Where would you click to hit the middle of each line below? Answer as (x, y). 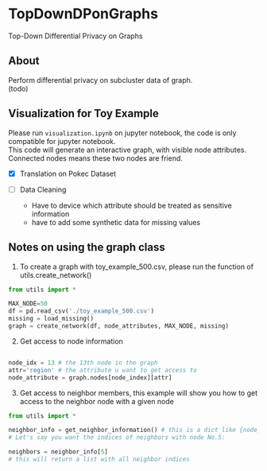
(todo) (18, 88)
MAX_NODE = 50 (28, 304)
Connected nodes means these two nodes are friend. (95, 158)
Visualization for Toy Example (83, 113)
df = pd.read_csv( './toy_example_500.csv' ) (81, 311)
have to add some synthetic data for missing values (116, 222)
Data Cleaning (43, 189)
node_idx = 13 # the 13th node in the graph (83, 363)
